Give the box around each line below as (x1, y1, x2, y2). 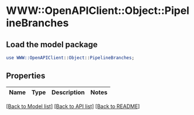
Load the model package (6, 39, 98, 49)
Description (51, 88, 85, 96)
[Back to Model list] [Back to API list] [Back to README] (6, 103, 140, 110)
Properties (6, 71, 46, 81)
